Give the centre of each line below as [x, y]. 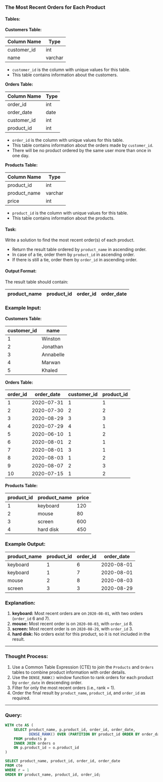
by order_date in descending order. [47, 682]
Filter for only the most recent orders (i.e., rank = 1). [64, 688]
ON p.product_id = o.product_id [46, 748]
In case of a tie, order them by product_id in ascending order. [73, 255]
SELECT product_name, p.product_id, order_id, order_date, [75, 730]
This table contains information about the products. [63, 218]
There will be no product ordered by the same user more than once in [81, 151]
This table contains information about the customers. [65, 75]
